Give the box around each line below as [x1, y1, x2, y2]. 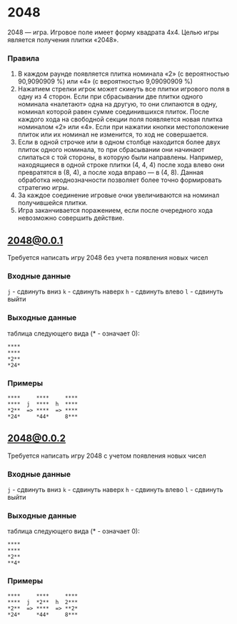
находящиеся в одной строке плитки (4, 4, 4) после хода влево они [17, 161, 225, 169]
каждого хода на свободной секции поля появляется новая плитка [17, 115, 223, 124]
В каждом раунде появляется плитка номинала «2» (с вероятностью [17, 69, 230, 79]
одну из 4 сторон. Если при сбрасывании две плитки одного [17, 92, 203, 101]
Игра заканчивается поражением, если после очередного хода [17, 206, 213, 215]
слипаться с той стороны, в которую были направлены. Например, [17, 153, 223, 161]
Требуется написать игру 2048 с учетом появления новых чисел [7, 451, 207, 460]
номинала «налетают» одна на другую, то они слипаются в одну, [17, 100, 218, 109]
